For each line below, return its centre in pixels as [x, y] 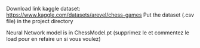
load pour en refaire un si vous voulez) [53, 39]
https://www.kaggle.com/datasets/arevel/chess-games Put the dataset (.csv [100, 15]
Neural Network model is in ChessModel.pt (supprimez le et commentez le [98, 33]
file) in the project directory [40, 21]
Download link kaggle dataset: [43, 9]
